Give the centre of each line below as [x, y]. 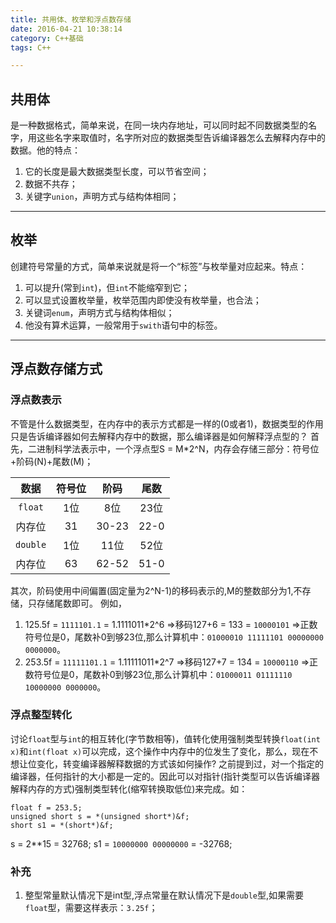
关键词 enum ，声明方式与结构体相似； [99, 312]
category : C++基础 [47, 38]
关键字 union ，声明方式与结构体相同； [102, 197]
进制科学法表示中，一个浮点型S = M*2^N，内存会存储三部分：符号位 [178, 448]
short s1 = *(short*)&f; [62, 825]
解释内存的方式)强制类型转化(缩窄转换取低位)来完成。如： [129, 788]
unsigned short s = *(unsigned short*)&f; [100, 816]
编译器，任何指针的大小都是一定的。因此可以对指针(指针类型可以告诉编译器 [165, 776]
